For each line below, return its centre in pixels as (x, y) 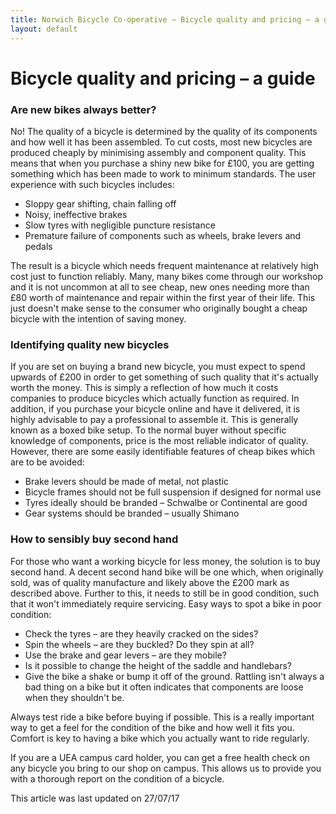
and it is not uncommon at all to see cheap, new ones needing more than (160, 287)
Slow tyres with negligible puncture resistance (120, 225)
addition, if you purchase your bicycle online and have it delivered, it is (155, 409)
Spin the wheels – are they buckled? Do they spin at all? (139, 644)
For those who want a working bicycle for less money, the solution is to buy (165, 561)
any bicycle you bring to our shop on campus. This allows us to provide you (166, 768)
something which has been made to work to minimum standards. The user (163, 173)
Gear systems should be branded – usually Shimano (132, 513)
